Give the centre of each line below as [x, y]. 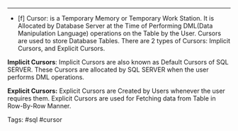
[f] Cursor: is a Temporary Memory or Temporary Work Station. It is [116, 18]
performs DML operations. [46, 77]
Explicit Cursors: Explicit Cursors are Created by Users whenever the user [116, 91]
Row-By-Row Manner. [39, 106]
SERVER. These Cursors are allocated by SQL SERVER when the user [108, 69]
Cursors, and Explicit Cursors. [61, 48]
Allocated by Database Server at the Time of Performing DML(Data [115, 26]
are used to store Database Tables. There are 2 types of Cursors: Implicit [124, 41]
